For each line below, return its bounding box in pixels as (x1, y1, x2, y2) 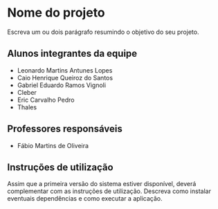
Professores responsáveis (7, 123, 122, 135)
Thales (17, 102, 37, 111)
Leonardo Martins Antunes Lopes (17, 66, 113, 74)
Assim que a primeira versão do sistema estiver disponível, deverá (7, 180, 197, 188)
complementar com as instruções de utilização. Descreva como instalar (7, 187, 211, 195)
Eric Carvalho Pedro (17, 96, 75, 104)
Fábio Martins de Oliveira (17, 141, 89, 149)
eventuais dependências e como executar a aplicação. (7, 194, 163, 203)
